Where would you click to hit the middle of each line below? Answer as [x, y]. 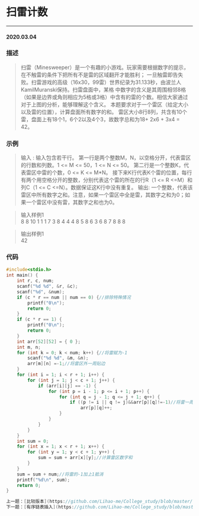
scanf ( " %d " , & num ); [41, 292]
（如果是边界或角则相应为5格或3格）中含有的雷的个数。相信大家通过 [104, 97]
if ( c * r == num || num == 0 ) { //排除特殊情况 [74, 297]
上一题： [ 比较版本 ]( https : [36, 502]
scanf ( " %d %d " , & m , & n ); [58, 358]
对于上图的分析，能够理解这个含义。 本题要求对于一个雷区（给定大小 [104, 104]
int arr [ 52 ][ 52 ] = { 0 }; [49, 342]
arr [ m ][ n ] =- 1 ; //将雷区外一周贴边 [66, 364]
